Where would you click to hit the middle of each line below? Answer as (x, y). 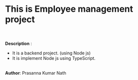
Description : (19, 43)
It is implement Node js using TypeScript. (54, 58)
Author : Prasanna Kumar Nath (36, 73)
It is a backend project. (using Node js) (51, 53)
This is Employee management (69, 9)
